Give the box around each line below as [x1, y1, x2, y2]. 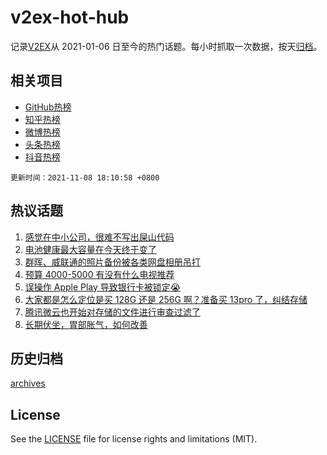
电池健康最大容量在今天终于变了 [24, 243, 157, 255]
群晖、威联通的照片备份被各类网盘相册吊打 [24, 256, 201, 268]
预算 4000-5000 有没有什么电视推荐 [24, 268, 175, 280]
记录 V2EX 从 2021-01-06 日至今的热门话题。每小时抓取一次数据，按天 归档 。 [10, 40, 323, 52]
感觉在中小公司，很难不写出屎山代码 [24, 231, 175, 243]
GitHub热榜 [24, 101, 72, 113]
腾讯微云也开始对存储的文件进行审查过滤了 [24, 306, 201, 318]
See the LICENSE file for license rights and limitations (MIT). [10, 433, 258, 445]
